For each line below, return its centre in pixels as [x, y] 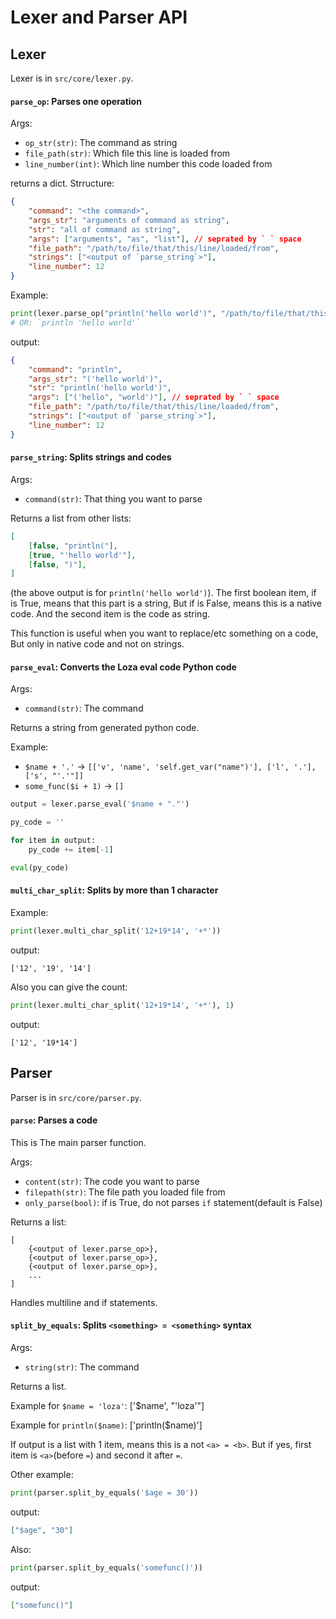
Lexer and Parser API [99, 17]
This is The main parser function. [78, 1142]
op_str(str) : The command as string [101, 143]
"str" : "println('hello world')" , [100, 388]
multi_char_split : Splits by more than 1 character [114, 890]
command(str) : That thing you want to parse [113, 498]
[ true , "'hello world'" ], [82, 555]
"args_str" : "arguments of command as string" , [129, 220]
